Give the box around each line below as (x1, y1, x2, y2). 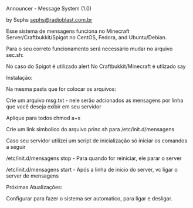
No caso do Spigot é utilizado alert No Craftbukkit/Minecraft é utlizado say (6, 63, 186, 70)
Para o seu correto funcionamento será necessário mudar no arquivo (6, 45, 173, 52)
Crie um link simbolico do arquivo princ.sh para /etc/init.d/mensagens (6, 126, 175, 132)
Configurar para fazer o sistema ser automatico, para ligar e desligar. (6, 195, 173, 202)
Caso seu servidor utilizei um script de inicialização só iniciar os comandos (6, 137, 188, 144)
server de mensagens (6, 172, 59, 179)
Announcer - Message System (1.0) (6, 5, 92, 12)
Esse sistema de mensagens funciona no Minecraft (6, 28, 130, 35)
